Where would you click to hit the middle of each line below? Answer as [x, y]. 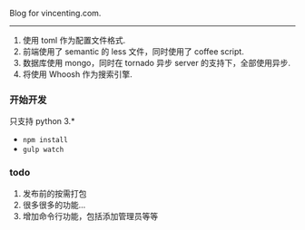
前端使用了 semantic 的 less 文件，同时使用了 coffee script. [133, 52]
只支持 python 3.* [42, 121]
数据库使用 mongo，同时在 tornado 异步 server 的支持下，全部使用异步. [156, 63]
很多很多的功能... [54, 205]
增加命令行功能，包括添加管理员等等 [90, 216]
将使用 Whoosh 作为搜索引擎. [78, 74]
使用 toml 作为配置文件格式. [74, 40]
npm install [45, 140]
